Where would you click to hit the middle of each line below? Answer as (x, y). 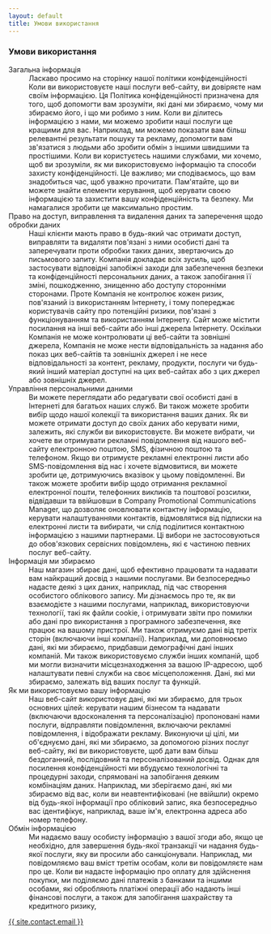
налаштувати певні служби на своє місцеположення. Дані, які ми (142, 673)
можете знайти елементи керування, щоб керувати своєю (130, 190)
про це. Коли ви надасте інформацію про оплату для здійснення (140, 871)
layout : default (36, 16)
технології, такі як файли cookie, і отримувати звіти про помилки (140, 613)
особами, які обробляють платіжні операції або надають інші (135, 889)
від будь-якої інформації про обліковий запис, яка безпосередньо (143, 802)
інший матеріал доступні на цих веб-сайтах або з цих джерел (153, 371)
